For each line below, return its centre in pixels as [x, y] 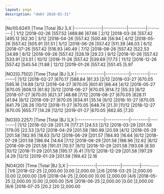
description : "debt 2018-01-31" [38, 14]
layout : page [18, 10]
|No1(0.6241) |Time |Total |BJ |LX [38, 28]
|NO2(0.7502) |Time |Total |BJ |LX [40, 74]
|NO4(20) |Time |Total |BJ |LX [35, 165]
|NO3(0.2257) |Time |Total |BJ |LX [40, 120]
